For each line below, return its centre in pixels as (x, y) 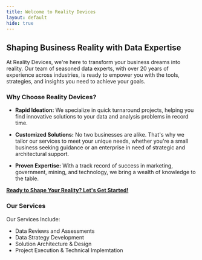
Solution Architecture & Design (53, 244)
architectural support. (42, 154)
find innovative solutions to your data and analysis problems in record (102, 117)
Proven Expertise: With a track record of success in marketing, (94, 166)
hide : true (20, 23)
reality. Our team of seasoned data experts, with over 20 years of (88, 69)
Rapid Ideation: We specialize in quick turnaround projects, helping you (104, 110)
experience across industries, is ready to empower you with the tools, (93, 75)
